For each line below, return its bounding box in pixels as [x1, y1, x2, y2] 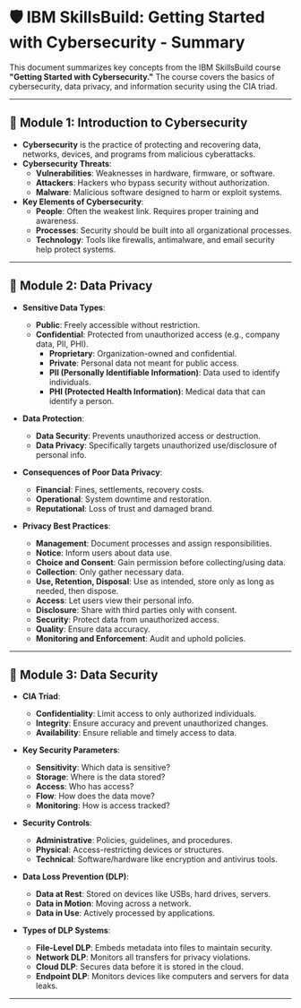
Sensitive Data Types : [21, 302, 106, 313]
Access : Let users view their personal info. [35, 595, 194, 606]
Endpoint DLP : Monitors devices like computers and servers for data [35, 971, 289, 982]
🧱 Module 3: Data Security [9, 667, 159, 682]
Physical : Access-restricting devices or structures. [35, 844, 225, 856]
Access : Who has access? [35, 781, 134, 792]
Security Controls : [21, 817, 92, 829]
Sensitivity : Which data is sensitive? [35, 762, 171, 773]
